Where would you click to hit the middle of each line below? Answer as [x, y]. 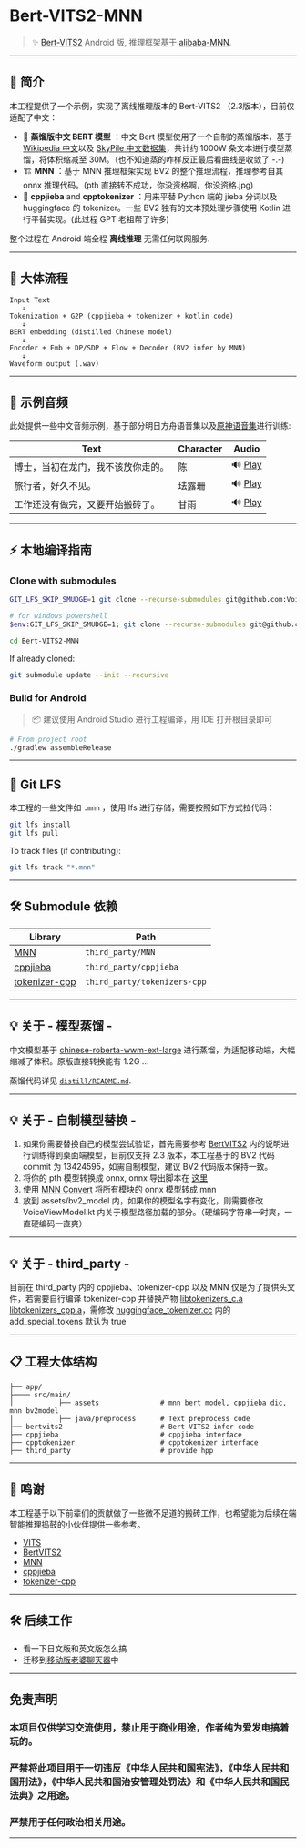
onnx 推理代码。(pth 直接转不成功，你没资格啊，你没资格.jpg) [138, 185]
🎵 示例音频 [39, 402]
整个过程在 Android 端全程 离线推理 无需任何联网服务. [110, 239]
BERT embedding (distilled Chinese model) [91, 332]
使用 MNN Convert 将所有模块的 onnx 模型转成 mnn [119, 1190]
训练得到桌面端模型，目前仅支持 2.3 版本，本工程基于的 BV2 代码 [153, 1155]
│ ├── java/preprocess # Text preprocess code [130, 1418]
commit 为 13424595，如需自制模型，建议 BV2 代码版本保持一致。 [148, 1167]
